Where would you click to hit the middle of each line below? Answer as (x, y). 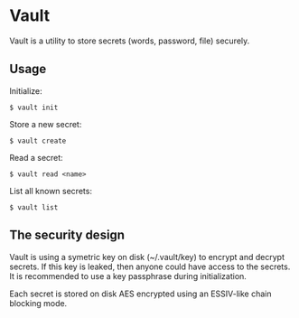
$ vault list (34, 207)
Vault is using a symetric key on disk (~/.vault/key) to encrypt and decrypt (147, 257)
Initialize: (26, 90)
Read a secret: (36, 157)
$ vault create (38, 141)
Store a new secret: (46, 124)
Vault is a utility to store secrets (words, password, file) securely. (130, 41)
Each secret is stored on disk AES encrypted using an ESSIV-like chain (140, 294)
